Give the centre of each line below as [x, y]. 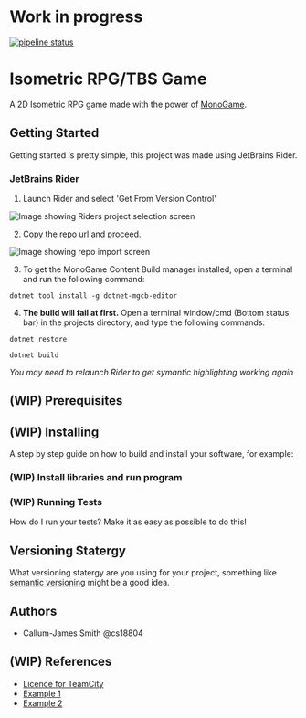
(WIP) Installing [54, 432]
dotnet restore [38, 339]
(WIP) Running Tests [56, 502]
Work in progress [76, 17]
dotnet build [34, 355]
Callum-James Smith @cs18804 [83, 633]
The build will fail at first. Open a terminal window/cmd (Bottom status [156, 312]
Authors [33, 611]
